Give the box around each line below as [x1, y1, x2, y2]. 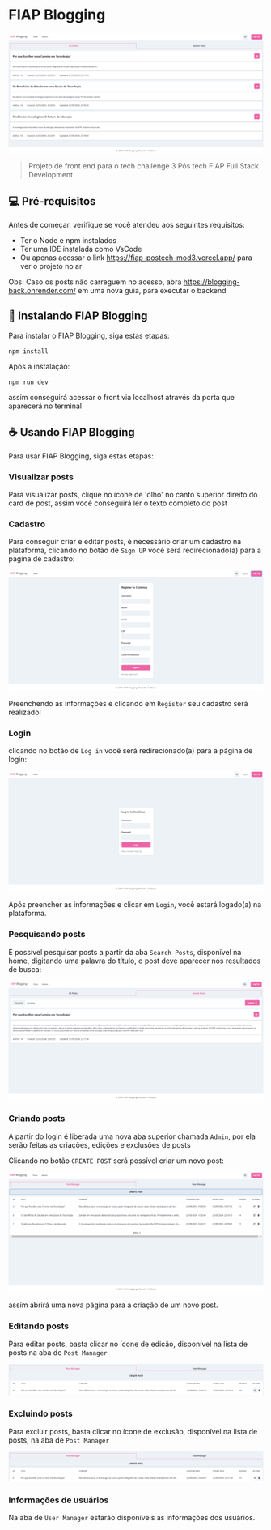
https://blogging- [183, 277, 240, 287]
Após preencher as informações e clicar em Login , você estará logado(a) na [8, 900, 262, 910]
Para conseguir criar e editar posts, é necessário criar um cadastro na [8, 537, 242, 547]
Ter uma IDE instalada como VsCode [19, 244, 142, 254]
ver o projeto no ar [19, 261, 83, 271]
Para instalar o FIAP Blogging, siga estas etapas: [8, 330, 170, 340]
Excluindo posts [8, 1408, 73, 1419]
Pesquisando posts [8, 929, 86, 940]
